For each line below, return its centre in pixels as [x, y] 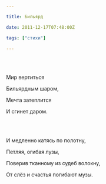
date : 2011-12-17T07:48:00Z [41, 27]
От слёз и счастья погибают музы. [49, 175]
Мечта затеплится [29, 100]
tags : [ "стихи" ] [26, 38]
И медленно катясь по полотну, [46, 140]
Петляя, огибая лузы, [33, 152]
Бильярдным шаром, [32, 89]
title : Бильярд [25, 16]
